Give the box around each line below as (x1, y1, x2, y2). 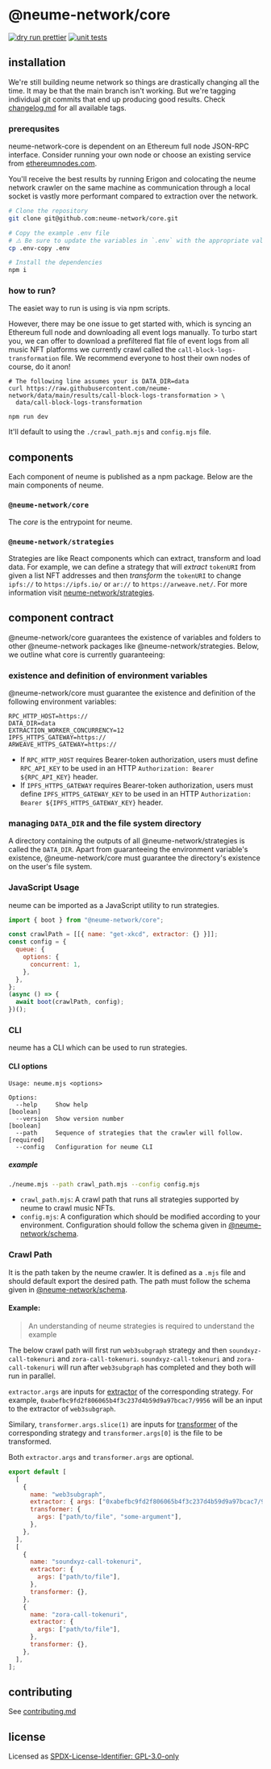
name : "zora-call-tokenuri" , (29, 1610, 128, 1619)
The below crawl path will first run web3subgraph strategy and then (8, 1345, 227, 1355)
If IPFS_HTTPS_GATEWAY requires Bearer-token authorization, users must (19, 780, 254, 790)
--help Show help (15, 1100, 89, 1109)
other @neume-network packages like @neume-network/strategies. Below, (8, 641, 260, 650)
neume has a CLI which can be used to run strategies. (8, 1043, 188, 1052)
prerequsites (8, 123, 60, 134)
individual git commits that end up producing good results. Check (8, 94, 226, 104)
